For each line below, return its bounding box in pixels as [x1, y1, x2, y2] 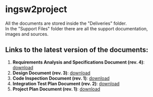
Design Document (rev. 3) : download [12, 70, 91, 76]
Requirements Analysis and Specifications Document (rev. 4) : [12, 59, 145, 65]
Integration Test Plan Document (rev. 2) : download [12, 80, 120, 86]
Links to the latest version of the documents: [5, 45, 148, 54]
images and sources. [5, 31, 49, 37]
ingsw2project [5, 4, 67, 15]
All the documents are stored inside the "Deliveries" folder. [5, 20, 127, 26]
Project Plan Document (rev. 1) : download [12, 86, 101, 92]
